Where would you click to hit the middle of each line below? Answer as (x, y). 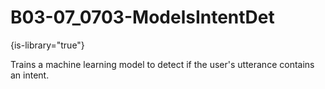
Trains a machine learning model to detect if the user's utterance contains (162, 64)
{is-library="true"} (47, 45)
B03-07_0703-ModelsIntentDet (142, 17)
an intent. (30, 75)
